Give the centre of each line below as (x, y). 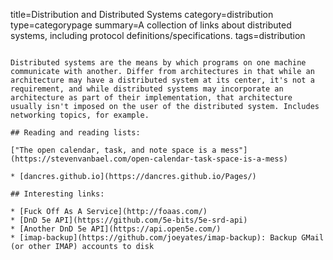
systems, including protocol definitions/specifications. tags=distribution (158, 35)
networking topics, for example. (80, 115)
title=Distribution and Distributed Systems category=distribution (142, 14)
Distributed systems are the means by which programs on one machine (158, 63)
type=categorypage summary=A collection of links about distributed (151, 25)
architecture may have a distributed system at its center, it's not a (162, 80)
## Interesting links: (57, 194)
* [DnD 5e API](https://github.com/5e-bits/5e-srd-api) (129, 220)
